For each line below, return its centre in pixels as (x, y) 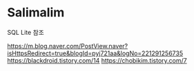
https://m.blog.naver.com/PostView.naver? (68, 46)
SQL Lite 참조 (26, 32)
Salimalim (36, 13)
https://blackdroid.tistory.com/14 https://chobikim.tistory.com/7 (97, 60)
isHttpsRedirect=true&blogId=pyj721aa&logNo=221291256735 (95, 53)
